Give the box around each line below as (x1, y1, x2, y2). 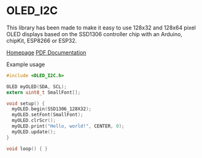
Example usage (6, 61, 45, 68)
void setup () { (6, 100, 45, 107)
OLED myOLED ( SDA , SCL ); (6, 83, 67, 89)
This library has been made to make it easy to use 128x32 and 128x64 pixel (6, 24, 196, 31)
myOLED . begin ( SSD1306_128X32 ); (12, 106, 92, 112)
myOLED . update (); (12, 129, 56, 135)
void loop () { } (6, 145, 48, 152)
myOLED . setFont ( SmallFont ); (12, 111, 84, 118)
